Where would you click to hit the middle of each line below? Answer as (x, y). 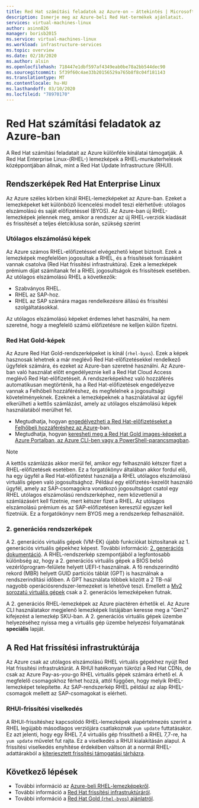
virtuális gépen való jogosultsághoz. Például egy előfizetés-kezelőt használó (99, 482)
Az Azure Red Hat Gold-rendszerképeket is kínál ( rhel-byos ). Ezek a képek (97, 353)
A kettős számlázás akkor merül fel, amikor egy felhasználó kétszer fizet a (96, 464)
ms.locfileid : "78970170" (38, 94)
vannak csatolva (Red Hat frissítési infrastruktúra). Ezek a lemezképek (92, 264)
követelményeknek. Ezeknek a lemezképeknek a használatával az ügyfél (94, 397)
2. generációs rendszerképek (49, 529)
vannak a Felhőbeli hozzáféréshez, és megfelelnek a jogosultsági (86, 391)
